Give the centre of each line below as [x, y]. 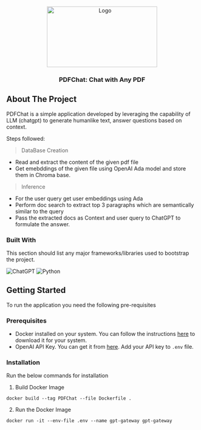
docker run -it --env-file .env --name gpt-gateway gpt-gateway [89, 421]
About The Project [42, 99]
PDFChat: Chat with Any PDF [102, 79]
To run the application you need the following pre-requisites [81, 305]
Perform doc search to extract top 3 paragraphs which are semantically [104, 205]
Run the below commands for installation [57, 375]
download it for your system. [51, 340]
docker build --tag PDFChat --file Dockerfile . [69, 398]
